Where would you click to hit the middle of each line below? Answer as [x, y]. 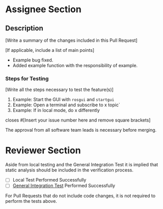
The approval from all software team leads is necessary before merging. [81, 130]
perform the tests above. [31, 201]
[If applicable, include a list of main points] [50, 50]
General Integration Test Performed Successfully [64, 186]
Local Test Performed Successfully [49, 180]
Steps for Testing [27, 78]
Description [24, 28]
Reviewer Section [43, 151]
